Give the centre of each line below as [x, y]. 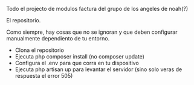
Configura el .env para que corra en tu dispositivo [77, 63]
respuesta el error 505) [44, 76]
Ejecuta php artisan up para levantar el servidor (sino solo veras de [99, 69]
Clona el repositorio [40, 50]
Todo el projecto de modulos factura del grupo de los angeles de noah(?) [97, 9]
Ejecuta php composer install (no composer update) [80, 56]
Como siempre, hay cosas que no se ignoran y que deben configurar [92, 32]
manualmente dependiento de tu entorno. [58, 38]
